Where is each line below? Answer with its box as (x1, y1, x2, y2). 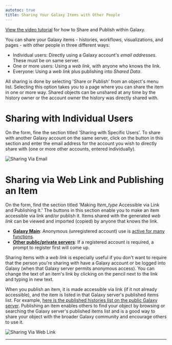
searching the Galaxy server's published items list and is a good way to (5, 308, 156, 314)
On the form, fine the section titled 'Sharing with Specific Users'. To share (5, 130, 161, 136)
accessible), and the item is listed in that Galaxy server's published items (5, 292, 159, 298)
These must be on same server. (12, 57, 80, 63)
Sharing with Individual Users (5, 113, 134, 124)
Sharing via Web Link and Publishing (5, 174, 164, 186)
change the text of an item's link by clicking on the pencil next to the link (5, 271, 158, 277)
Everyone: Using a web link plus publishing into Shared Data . (12, 68, 142, 75)
